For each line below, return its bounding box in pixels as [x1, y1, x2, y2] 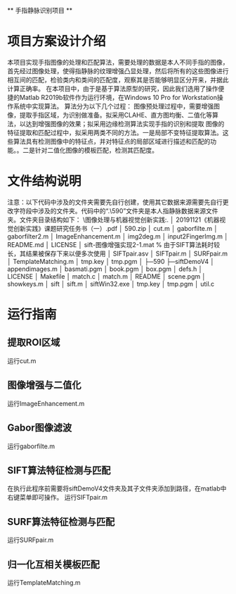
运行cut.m [7, 356, 37, 365]
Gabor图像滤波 [7, 422, 72, 434]
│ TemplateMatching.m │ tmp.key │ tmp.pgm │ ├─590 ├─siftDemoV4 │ [7, 257, 215, 265]
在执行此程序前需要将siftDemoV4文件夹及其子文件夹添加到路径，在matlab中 [7, 484, 227, 493]
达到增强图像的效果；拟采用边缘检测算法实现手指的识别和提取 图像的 [25, 119, 225, 128]
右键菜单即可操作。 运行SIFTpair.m [7, 493, 107, 502]
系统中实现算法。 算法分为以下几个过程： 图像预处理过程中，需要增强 [13, 101, 214, 110]
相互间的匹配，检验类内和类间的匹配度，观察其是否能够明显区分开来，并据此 [7, 75, 229, 84]
